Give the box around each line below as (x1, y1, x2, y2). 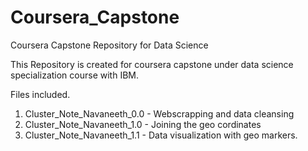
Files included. (10, 88, 71, 100)
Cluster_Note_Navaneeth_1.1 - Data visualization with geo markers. (24, 129, 298, 141)
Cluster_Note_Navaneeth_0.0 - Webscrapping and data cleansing (24, 107, 295, 120)
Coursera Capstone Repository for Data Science (10, 39, 209, 51)
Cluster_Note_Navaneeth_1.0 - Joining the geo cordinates (24, 118, 262, 130)
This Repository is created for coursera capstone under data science (10, 58, 294, 70)
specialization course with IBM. (10, 69, 139, 81)
